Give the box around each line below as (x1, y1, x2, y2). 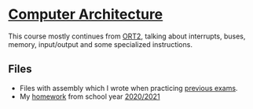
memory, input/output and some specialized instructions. (8, 39, 192, 49)
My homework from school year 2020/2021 (19, 92, 160, 101)
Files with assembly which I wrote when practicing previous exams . (19, 83, 238, 93)
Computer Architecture (8, 5, 163, 24)
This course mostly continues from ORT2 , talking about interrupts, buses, (8, 31, 246, 41)
